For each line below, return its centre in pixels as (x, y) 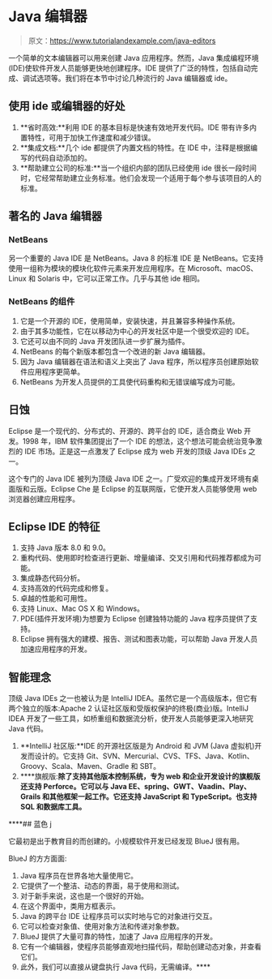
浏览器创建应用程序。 (44, 499)
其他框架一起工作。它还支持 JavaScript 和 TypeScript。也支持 (153, 797)
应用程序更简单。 (56, 371)
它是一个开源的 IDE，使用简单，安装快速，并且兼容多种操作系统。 (130, 320)
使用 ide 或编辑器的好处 (67, 106)
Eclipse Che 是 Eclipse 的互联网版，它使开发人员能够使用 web (154, 488)
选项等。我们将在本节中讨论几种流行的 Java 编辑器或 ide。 (134, 78)
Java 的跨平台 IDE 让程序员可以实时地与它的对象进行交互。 (118, 917)
